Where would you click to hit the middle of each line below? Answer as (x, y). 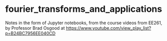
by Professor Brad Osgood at (35, 28)
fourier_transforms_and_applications (84, 9)
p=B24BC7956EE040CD (30, 33)
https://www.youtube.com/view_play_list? (108, 28)
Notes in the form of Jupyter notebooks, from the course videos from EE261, (84, 23)
